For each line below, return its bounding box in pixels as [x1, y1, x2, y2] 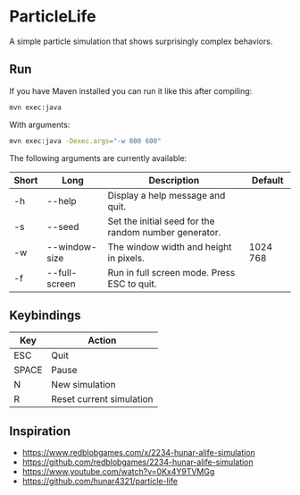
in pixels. [107, 252, 145, 264]
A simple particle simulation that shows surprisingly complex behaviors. [9, 36, 273, 47]
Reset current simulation [51, 393, 154, 405]
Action [87, 334, 117, 346]
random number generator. [107, 226, 221, 238]
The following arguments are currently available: [9, 152, 187, 163]
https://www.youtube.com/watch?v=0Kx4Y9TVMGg [21, 466, 215, 477]
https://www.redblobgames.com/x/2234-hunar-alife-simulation [21, 448, 256, 458]
